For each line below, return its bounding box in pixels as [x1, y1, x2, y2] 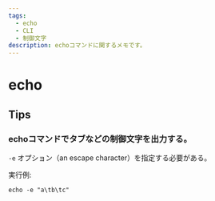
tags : [8, 11, 26, 20]
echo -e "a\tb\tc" [8, 186, 70, 194]
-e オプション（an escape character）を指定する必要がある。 [8, 153, 212, 163]
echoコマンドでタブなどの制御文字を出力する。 [8, 133, 192, 144]
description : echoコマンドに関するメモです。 [8, 42, 146, 50]
